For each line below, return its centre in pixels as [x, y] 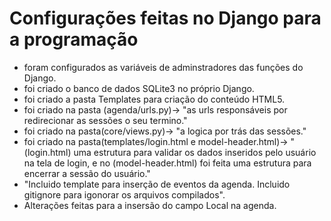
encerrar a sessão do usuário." [87, 173]
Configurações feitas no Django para [165, 18]
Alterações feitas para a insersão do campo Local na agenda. [150, 205]
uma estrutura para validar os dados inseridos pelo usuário [195, 152]
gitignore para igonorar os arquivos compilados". [124, 194]
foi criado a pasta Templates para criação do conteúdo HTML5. [154, 99]
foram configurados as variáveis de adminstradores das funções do [163, 67]
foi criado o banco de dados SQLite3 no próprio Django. [139, 88]
